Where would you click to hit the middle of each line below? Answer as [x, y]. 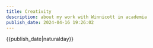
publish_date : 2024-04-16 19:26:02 [50, 22]
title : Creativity [29, 11]
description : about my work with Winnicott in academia [76, 17]
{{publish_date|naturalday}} [40, 39]
